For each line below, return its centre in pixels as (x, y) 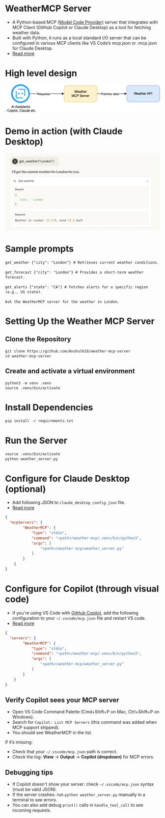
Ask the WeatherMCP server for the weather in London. (62, 302)
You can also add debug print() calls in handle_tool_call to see (78, 805)
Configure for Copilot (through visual (82, 589)
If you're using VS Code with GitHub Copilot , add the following (75, 613)
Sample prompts (40, 249)
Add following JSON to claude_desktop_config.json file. (69, 503)
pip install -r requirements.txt (39, 421)
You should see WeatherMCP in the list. (52, 733)
